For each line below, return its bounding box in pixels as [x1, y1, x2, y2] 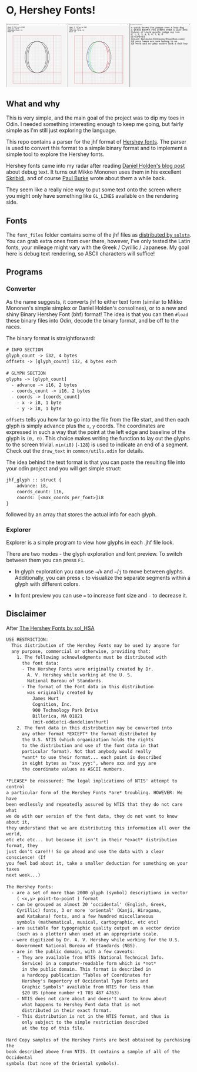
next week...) [6, 872, 41, 878]
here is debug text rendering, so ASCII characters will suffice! [6, 250, 155, 257]
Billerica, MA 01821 [32, 713, 83, 719]
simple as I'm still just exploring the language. [6, 127, 116, 134]
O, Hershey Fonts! [6, 4, 96, 17]
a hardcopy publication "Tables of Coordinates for [21, 972, 151, 978]
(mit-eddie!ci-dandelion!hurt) [32, 719, 109, 725]
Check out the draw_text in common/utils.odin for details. [6, 447, 145, 454]
